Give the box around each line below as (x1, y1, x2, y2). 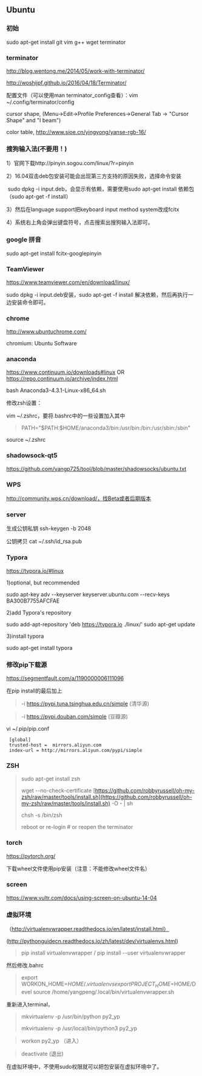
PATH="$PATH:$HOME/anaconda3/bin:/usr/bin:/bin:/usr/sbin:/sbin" (21, 424, 191, 431)
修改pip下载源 (6, 660, 47, 669)
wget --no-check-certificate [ (21, 787, 96, 794)
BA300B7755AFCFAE (6, 597, 60, 604)
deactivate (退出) (21, 1050, 64, 1057)
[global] (8, 737, 32, 743)
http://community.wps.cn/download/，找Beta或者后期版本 (6, 495, 152, 502)
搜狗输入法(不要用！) (6, 144, 67, 153)
